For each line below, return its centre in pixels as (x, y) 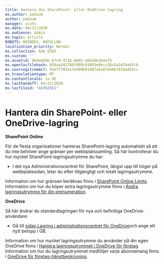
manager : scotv (21, 24)
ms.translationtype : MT (30, 74)
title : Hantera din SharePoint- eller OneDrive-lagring (64, 10)
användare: (17, 216)
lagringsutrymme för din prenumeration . (46, 192)
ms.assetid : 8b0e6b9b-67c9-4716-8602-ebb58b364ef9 (58, 60)
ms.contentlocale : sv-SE (31, 79)
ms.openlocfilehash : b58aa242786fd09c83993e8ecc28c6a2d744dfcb (72, 65)
